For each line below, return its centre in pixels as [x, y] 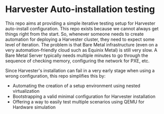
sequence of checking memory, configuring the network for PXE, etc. [77, 61]
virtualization [26, 91]
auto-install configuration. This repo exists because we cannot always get [82, 28]
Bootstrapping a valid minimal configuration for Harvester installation [84, 96]
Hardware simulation [34, 107]
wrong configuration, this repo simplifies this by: [56, 76]
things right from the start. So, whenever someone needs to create [74, 34]
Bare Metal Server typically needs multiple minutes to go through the [77, 55]
